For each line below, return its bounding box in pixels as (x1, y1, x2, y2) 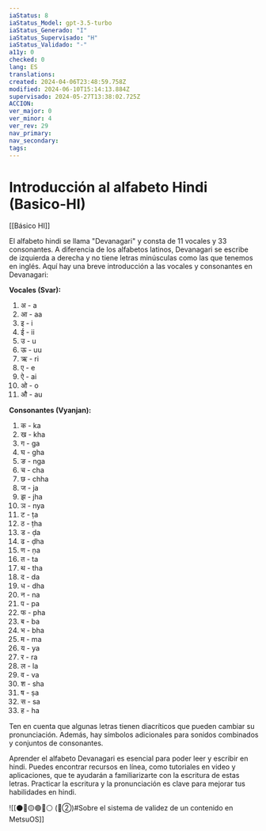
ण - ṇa (20, 545, 40, 555)
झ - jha (20, 492, 43, 502)
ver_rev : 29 (9, 122, 48, 130)
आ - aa (20, 309, 43, 319)
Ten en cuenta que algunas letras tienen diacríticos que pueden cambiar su (9, 722, 255, 731)
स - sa (20, 697, 40, 707)
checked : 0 (9, 56, 45, 64)
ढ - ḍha (20, 537, 44, 546)
